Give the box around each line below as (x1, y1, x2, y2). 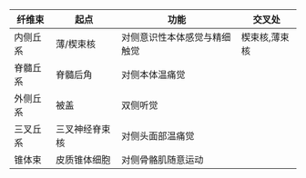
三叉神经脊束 (56, 123, 111, 135)
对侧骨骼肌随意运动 (121, 153, 204, 166)
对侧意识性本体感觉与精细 (121, 31, 231, 44)
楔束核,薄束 (240, 31, 290, 44)
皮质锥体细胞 (56, 153, 111, 166)
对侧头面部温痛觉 (121, 130, 195, 142)
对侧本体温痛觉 (121, 68, 186, 81)
